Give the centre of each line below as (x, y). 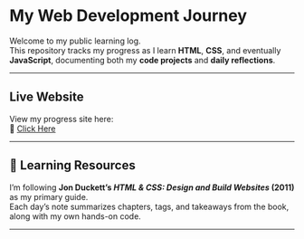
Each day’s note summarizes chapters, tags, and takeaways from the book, (149, 206)
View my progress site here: (62, 119)
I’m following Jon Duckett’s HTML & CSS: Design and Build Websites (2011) (152, 187)
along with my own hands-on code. (76, 216)
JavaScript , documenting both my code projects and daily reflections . (142, 60)
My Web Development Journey (128, 16)
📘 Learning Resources (72, 165)
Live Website (47, 97)
